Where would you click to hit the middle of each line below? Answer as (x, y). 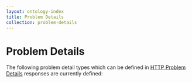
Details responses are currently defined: (55, 74)
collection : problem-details (42, 22)
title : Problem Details (35, 17)
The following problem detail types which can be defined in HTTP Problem (96, 67)
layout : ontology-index (35, 11)
